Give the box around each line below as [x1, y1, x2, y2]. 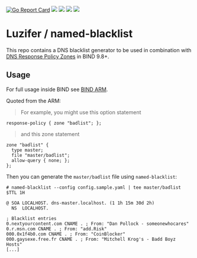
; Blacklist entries [6, 215, 57, 221]
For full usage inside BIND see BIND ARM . [6, 86, 108, 93]
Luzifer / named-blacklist [6, 27, 133, 41]
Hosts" [6, 241, 22, 247]
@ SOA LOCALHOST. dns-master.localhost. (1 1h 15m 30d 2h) [6, 200, 155, 206]
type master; [11, 147, 44, 153]
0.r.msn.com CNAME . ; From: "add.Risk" [6, 225, 108, 232]
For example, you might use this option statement [20, 108, 141, 115]
